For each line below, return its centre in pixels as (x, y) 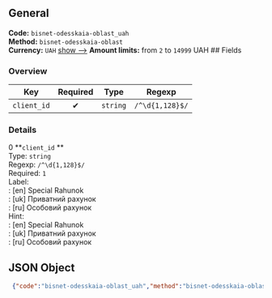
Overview (28, 70)
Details (23, 130)
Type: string (30, 156)
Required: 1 (28, 173)
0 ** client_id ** (36, 147)
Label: (19, 182)
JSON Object (42, 268)
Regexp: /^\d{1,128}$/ (47, 164)
